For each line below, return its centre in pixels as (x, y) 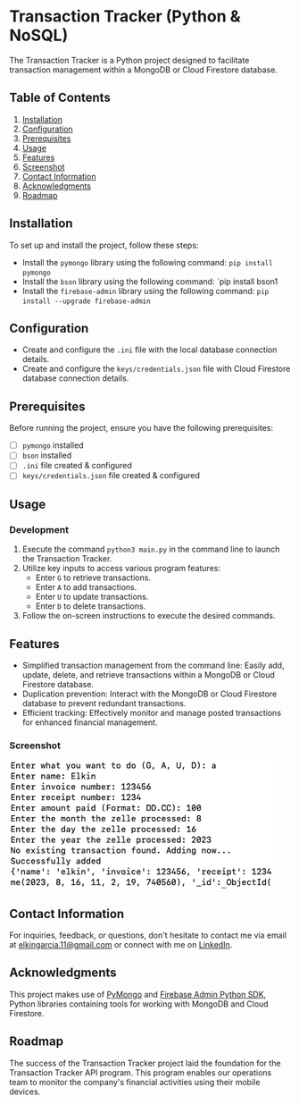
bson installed (47, 455)
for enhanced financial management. (90, 722)
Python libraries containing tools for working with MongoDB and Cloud (139, 1004)
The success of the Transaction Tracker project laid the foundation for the (145, 1063)
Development (39, 529)
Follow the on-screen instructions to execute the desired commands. (149, 616)
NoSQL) (39, 35)
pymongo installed (53, 445)
